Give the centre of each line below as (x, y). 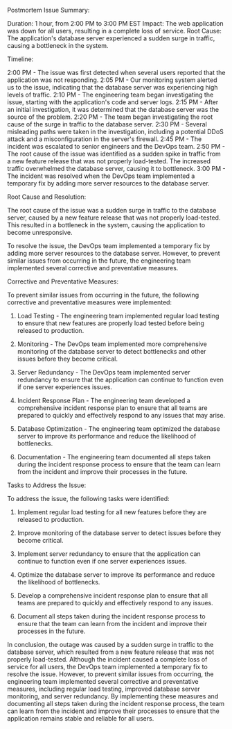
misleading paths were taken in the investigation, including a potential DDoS (115, 132)
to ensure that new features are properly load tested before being (110, 323)
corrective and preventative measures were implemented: (89, 302)
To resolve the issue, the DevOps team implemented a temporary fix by (109, 246)
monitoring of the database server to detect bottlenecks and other (111, 351)
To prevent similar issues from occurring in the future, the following (103, 295)
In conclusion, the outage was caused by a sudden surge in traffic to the (110, 645)
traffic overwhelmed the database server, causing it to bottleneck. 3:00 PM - (117, 169)
